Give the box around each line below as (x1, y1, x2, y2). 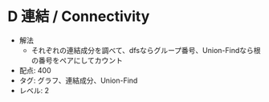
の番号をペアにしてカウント (31, 55, 124, 65)
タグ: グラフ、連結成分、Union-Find (18, 75, 138, 85)
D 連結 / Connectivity (7, 7, 150, 26)
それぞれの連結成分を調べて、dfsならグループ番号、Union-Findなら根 (31, 45, 262, 55)
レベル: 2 (18, 85, 50, 95)
